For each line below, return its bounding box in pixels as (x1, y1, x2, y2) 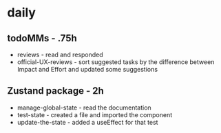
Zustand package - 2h (7, 85, 105, 97)
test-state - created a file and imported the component (17, 110, 173, 119)
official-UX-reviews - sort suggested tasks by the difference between (17, 58, 215, 66)
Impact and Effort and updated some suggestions (17, 65, 158, 73)
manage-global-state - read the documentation (17, 103, 151, 112)
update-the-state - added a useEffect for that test (17, 118, 158, 126)
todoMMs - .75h (7, 32, 77, 44)
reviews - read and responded (17, 50, 103, 59)
